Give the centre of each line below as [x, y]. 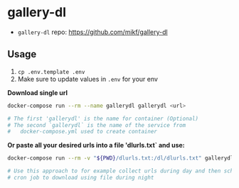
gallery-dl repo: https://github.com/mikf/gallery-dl [93, 32]
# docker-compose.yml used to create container [83, 132]
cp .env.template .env [51, 72]
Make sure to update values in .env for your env [88, 79]
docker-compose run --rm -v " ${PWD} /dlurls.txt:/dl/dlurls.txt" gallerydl [121, 158]
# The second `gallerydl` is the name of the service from [97, 125]
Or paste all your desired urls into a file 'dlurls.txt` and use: [96, 145]
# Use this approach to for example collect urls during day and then [114, 171]
